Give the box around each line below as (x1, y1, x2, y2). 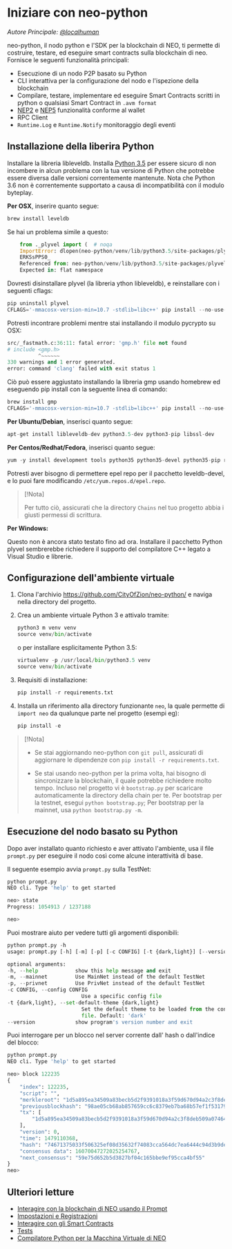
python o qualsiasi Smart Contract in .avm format (17, 98, 157, 106)
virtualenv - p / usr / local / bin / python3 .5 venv (17, 657, 151, 664)
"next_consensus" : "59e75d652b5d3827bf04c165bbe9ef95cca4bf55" (19, 1154, 206, 1161)
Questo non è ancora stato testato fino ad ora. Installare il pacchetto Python (7, 537, 223, 545)
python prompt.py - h (7, 941, 67, 948)
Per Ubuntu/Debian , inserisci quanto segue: (7, 417, 133, 426)
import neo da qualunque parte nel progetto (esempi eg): (17, 708, 180, 717)
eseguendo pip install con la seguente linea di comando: (7, 385, 168, 393)
